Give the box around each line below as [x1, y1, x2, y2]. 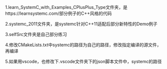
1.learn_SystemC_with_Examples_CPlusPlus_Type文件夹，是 [5, 4, 128, 10]
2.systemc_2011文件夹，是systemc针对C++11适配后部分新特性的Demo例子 [5, 21, 158, 27]
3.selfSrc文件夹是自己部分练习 [5, 32, 67, 37]
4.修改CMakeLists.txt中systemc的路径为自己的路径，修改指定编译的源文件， [5, 42, 162, 48]
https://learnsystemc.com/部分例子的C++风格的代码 [5, 10, 112, 16]
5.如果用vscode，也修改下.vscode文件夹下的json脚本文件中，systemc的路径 [5, 59, 162, 64]
